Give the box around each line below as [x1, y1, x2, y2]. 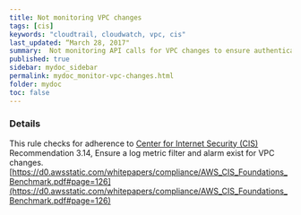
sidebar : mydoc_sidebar [9, 64, 99, 73]
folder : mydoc [9, 80, 63, 89]
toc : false [9, 88, 50, 97]
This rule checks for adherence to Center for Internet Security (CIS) [9, 138, 259, 149]
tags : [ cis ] [9, 21, 54, 30]
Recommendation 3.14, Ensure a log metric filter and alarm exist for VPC [9, 147, 275, 158]
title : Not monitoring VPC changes [9, 13, 142, 22]
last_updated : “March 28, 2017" [9, 38, 130, 47]
